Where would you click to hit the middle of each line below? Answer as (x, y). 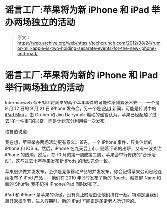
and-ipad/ (28, 53)
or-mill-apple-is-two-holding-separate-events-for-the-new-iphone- (87, 48)
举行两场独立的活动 (44, 88)
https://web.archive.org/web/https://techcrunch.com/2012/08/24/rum (89, 43)
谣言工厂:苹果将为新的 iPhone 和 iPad (82, 75)
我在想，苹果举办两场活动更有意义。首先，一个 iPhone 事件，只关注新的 (79, 142)
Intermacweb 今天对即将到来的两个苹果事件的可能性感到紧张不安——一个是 (82, 102)
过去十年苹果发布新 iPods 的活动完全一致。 (69, 161)
